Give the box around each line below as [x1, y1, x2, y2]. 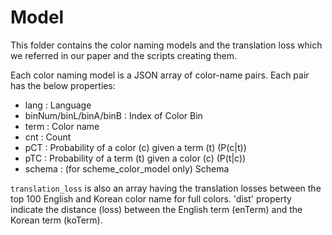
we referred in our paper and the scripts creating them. [10, 49, 238, 61]
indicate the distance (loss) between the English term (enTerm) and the [10, 203, 303, 215]
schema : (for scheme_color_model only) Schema [24, 162, 230, 175]
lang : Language [24, 99, 92, 111]
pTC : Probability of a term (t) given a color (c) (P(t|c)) [24, 152, 247, 164]
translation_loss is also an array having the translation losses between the [10, 182, 322, 194]
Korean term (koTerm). [10, 214, 103, 226]
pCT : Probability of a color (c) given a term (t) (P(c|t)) [24, 141, 247, 153]
